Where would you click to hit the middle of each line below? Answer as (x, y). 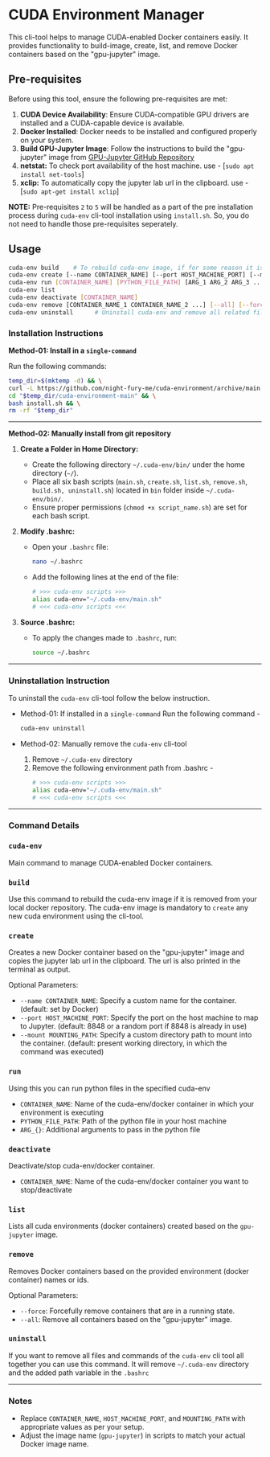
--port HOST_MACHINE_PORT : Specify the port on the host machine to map (139, 1017)
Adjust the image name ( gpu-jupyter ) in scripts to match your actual (133, 1435)
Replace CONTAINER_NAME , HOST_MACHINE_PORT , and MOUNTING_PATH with (133, 1418)
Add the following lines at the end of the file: (105, 577)
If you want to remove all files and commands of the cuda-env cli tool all (126, 1355)
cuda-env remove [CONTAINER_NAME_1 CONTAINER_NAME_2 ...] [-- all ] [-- (129, 305)
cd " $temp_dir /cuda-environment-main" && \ (82, 395)
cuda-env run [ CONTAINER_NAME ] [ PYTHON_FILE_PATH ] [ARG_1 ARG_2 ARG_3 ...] (138, 283)
